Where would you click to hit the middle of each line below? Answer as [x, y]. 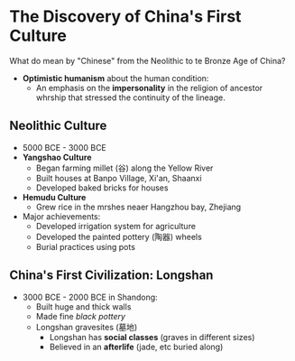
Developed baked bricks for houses [102, 188]
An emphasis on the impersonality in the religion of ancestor [149, 88]
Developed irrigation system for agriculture [116, 226]
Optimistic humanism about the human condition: [115, 78]
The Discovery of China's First [125, 17]
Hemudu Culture [54, 197]
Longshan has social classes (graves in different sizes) [152, 337]
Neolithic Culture [58, 126]
